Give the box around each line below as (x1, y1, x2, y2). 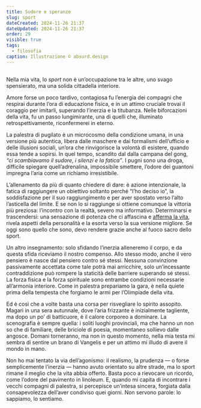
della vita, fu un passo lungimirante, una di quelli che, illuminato (6, 113, 163, 120)
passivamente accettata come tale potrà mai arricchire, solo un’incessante (6, 263, 190, 271)
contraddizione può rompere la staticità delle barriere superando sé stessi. (6, 270, 191, 277)
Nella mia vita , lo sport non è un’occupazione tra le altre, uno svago (6, 76, 173, 83)
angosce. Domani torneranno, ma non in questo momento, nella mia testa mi (6, 332, 195, 340)
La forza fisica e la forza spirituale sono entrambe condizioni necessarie (6, 276, 184, 283)
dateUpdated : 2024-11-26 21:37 (6, 25, 85, 32)
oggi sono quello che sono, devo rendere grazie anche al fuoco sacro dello (6, 226, 192, 233)
